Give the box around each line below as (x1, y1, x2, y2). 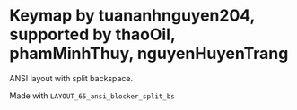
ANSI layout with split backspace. (9, 72, 134, 83)
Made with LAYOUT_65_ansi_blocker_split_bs (9, 90, 175, 101)
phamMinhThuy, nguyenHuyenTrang (9, 44, 289, 63)
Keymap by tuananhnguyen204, (9, 5, 256, 26)
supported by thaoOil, (9, 24, 176, 45)
